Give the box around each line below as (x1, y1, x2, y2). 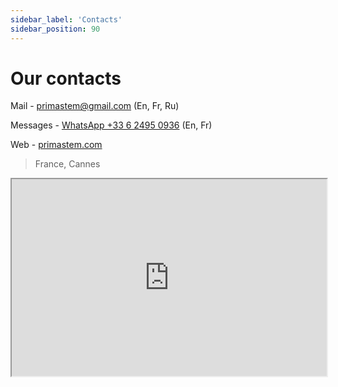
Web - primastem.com (10, 139, 103, 151)
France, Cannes (34, 158, 101, 170)
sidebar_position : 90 (10, 24, 101, 34)
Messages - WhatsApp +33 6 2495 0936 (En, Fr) (10, 119, 213, 131)
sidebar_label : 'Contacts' (10, 14, 123, 25)
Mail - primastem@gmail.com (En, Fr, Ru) (10, 100, 180, 112)
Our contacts (10, 67, 122, 90)
